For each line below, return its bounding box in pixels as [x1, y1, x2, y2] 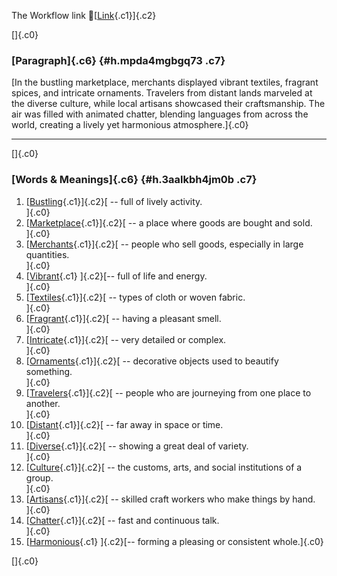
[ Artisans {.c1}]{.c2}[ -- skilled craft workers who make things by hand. [25, 493, 316, 505]
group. [25, 471, 54, 484]
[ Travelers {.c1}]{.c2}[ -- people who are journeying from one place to [25, 386, 312, 399]
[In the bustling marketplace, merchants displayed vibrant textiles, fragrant [11, 76, 319, 89]
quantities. [25, 248, 70, 260]
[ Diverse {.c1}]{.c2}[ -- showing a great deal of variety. [25, 440, 249, 452]
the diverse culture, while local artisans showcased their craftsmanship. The [11, 98, 326, 110]
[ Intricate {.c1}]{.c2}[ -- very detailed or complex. [25, 333, 227, 345]
